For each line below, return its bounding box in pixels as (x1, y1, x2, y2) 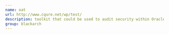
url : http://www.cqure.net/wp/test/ (5, 12, 82, 17)
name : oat (5, 7, 26, 12)
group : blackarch (5, 21, 42, 26)
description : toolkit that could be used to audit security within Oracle (5, 16, 165, 21)
